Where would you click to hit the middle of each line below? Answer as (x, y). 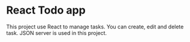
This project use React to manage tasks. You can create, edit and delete (95, 27)
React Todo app (46, 10)
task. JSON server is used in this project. (57, 33)
